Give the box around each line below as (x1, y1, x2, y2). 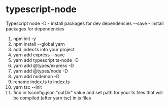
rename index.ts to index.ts (13, 79, 70, 85)
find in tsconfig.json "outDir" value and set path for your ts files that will (13, 89, 163, 95)
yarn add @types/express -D (13, 62, 74, 68)
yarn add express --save (13, 52, 65, 58)
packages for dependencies (6, 25, 65, 31)
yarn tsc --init (13, 84, 42, 90)
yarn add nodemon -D (13, 73, 60, 79)
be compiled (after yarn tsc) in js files (13, 95, 91, 101)
